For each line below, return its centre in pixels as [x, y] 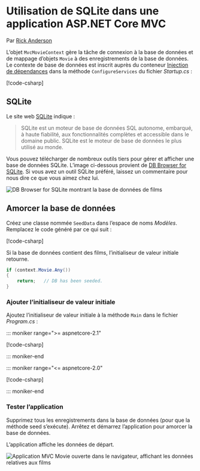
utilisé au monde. [42, 147]
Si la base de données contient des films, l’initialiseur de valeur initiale [93, 252]
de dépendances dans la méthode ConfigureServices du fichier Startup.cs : [99, 71]
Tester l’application [35, 407]
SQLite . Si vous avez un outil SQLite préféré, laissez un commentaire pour [97, 171]
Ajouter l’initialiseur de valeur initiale [61, 302]
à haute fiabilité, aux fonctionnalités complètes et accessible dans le [105, 134]
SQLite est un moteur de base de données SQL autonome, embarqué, [107, 128]
